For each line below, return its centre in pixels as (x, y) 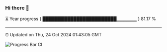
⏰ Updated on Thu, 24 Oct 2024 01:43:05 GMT (53, 35)
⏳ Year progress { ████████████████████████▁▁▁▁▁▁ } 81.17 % (81, 19)
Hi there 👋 (17, 8)
